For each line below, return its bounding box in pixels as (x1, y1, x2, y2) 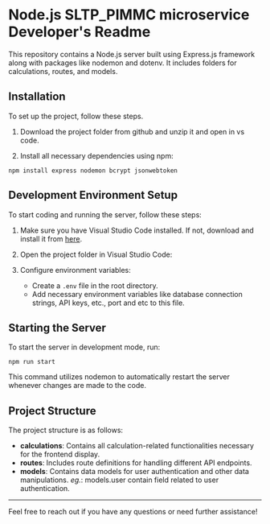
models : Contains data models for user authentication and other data (19, 467, 249, 477)
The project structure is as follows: (8, 425, 123, 435)
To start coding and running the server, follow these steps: (8, 209, 202, 219)
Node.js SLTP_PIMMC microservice (8, 6, 250, 24)
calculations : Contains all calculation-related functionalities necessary (19, 441, 255, 451)
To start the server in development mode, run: (8, 342, 161, 352)
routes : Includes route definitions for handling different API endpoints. (19, 458, 252, 468)
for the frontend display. (19, 449, 100, 460)
